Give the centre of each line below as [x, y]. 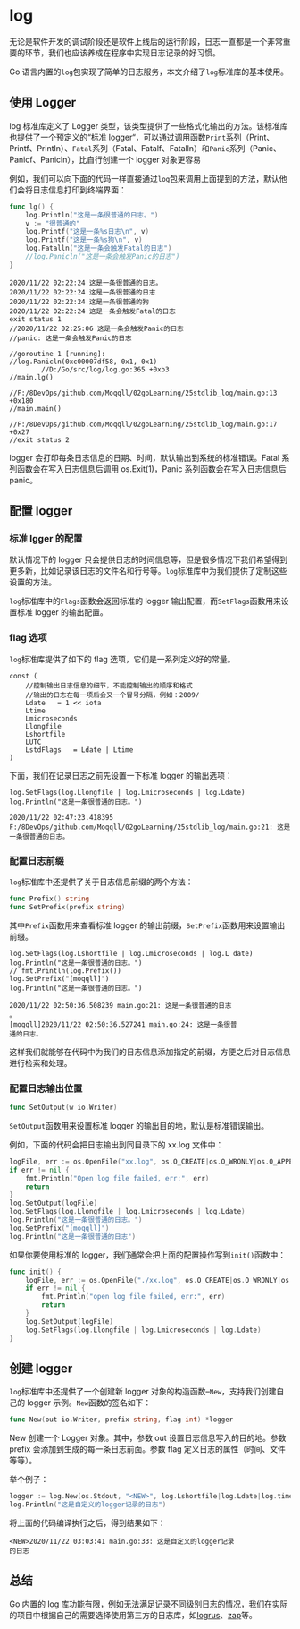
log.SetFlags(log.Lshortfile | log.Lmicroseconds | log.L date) [131, 953]
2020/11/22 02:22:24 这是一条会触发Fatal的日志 [92, 311]
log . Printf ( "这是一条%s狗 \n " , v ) [84, 240]
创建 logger [41, 1368]
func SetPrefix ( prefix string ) [67, 907]
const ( [24, 676]
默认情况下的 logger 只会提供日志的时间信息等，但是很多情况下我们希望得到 [149, 559]
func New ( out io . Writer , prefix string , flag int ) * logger [121, 1420]
